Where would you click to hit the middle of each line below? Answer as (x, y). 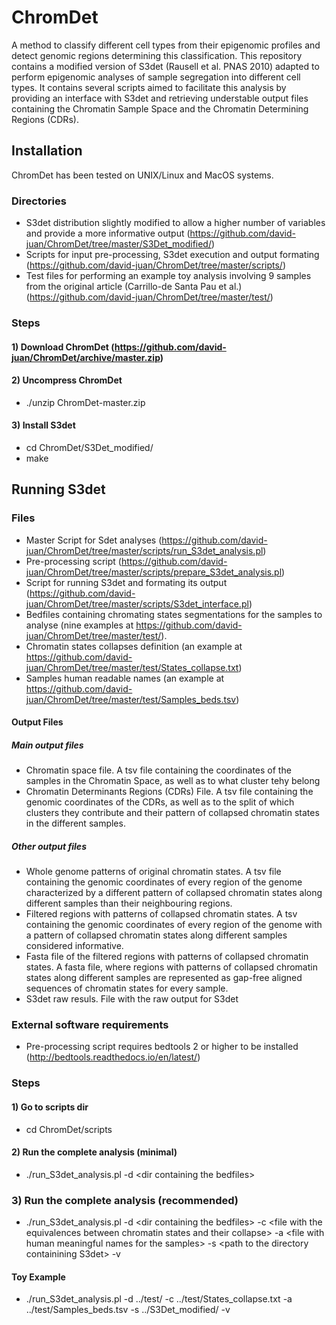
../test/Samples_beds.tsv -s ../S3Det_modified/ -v (128, 1310)
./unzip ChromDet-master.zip (85, 402)
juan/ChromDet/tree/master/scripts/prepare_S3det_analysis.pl (154, 572)
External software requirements (90, 1025)
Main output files (47, 745)
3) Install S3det (43, 425)
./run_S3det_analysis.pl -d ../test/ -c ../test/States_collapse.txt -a (159, 1299)
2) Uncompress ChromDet (67, 380)
